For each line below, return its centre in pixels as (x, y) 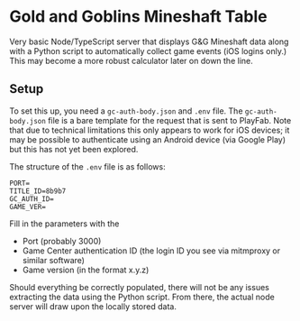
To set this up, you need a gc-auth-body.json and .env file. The (126, 111)
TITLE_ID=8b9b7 (38, 191)
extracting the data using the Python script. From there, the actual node (142, 297)
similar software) (54, 260)
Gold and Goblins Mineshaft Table (138, 17)
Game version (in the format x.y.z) (86, 270)
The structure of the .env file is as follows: (87, 166)
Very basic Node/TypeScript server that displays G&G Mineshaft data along (149, 41)
